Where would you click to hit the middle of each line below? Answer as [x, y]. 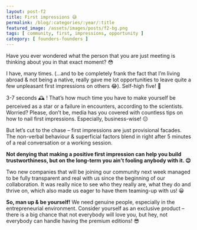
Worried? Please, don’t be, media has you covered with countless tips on [95, 112]
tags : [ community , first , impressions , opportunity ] [75, 34]
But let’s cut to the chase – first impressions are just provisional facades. [94, 130]
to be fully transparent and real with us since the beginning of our [86, 178]
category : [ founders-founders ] [47, 39]
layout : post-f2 [26, 11]
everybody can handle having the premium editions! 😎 [73, 221]
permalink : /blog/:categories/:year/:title [60, 22]
